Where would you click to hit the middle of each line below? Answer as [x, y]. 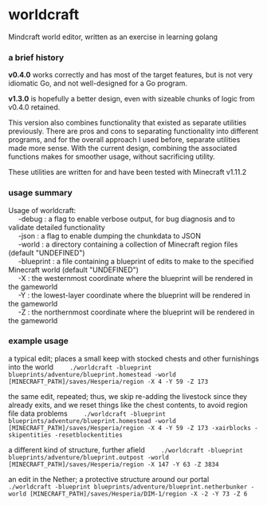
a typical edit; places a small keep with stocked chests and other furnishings [133, 358]
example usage [39, 341]
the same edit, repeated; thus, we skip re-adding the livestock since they [128, 396]
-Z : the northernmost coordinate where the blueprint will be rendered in [136, 312]
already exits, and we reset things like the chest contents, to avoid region [128, 405]
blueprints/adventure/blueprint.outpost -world [89, 457]
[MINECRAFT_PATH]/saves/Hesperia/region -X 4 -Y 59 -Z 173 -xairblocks [130, 428]
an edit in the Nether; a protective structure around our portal [109, 479]
